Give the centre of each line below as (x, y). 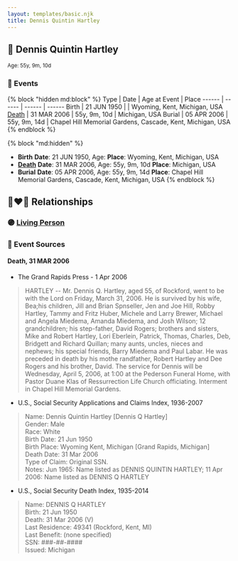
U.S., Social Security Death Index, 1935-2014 (83, 491)
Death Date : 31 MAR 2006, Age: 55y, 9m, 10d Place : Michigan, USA (117, 164)
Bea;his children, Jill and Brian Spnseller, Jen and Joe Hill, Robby (120, 306)
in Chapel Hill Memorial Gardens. (73, 389)
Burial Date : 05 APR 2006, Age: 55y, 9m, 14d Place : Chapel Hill (110, 172)
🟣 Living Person (36, 223)
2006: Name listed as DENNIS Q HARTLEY (87, 477)
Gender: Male (45, 424)
